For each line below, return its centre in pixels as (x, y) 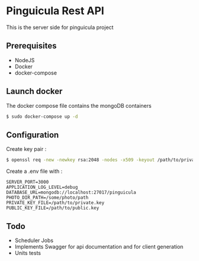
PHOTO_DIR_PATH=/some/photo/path (47, 198)
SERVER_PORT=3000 (28, 182)
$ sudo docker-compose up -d (42, 117)
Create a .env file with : (34, 171)
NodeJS (25, 60)
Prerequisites (31, 46)
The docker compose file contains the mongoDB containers (79, 105)
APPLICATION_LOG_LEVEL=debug (42, 188)
